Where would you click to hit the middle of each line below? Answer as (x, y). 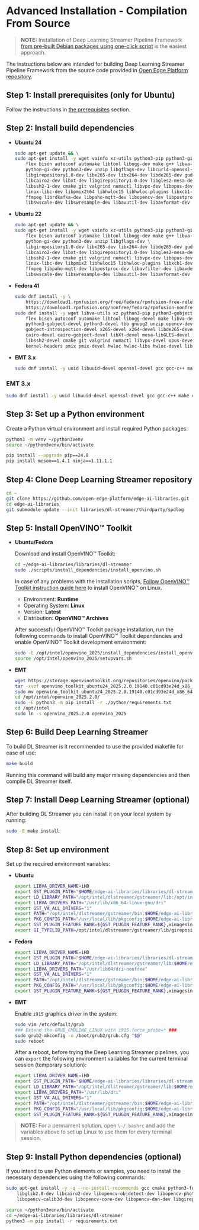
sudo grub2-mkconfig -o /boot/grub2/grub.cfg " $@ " (78, 1035)
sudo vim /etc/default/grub (49, 1025)
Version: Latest (42, 612)
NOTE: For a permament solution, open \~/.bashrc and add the (98, 1126)
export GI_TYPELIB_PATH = (45, 930)
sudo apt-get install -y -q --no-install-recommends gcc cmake (86, 1189)
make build (20, 763)
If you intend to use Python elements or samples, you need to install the (94, 1171)
